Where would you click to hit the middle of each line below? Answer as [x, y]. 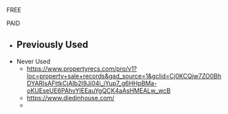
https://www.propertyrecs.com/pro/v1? [82, 69]
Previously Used [52, 45]
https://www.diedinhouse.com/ [70, 98]
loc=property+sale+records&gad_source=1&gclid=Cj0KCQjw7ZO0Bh [124, 76]
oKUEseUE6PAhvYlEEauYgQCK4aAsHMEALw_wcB [99, 90]
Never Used [33, 61]
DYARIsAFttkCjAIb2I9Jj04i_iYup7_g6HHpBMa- [92, 83]
